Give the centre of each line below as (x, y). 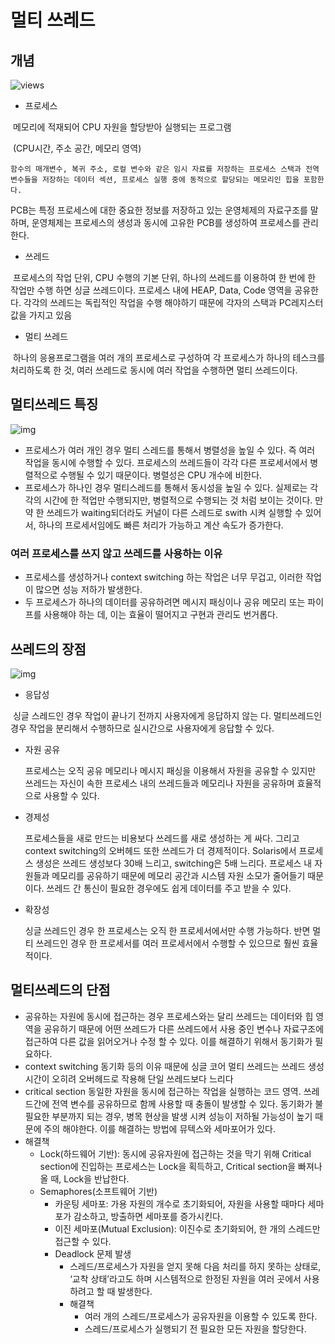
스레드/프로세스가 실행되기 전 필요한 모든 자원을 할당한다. (195, 1328)
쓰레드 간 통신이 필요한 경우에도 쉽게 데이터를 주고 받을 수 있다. (169, 888)
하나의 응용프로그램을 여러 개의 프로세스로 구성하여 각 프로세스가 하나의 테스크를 (169, 357)
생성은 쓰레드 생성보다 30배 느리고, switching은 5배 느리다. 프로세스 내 (174, 863)
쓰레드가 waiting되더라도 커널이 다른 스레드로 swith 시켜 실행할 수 (174, 512)
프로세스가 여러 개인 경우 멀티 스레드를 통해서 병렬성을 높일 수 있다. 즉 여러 (170, 450)
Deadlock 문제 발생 (93, 1253)
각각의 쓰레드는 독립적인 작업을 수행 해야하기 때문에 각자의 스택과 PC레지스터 (173, 302)
